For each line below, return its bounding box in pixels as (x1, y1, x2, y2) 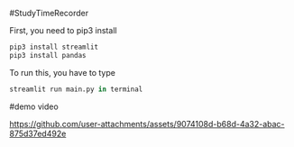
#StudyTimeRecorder (9, 8, 88, 18)
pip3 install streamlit (9, 42, 99, 51)
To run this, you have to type (9, 67, 115, 78)
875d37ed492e (9, 128, 67, 139)
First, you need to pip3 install (9, 25, 117, 35)
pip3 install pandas (9, 51, 87, 60)
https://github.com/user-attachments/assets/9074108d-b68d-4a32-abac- (9, 118, 286, 129)
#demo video (9, 101, 59, 112)
